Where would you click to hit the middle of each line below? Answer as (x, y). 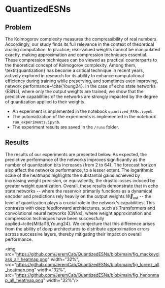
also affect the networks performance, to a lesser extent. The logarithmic (79, 170)
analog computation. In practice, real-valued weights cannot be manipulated (82, 49)
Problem (18, 27)
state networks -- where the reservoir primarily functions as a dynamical (79, 191)
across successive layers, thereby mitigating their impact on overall (73, 234)
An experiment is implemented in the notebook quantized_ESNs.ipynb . (83, 111)
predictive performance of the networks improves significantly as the (75, 160)
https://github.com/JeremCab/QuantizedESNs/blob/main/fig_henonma (88, 275)
